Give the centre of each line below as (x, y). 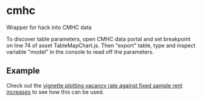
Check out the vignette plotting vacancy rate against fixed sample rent (94, 85)
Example (23, 71)
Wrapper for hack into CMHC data (49, 27)
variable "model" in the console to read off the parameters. (80, 51)
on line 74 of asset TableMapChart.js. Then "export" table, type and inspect (101, 45)
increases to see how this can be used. (55, 92)
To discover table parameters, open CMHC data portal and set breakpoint (98, 39)
